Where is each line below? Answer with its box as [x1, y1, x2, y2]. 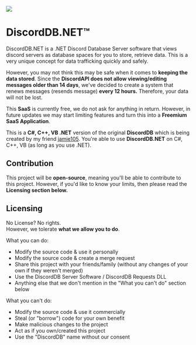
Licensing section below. [6, 187, 68, 194]
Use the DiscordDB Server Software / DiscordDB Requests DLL [14, 273, 167, 280]
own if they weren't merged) [14, 267, 84, 274]
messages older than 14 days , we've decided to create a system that [6, 81, 174, 88]
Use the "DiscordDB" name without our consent [14, 333, 130, 340]
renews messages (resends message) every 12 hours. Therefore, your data [6, 87, 189, 94]
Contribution [6, 158, 54, 168]
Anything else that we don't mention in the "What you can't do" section [14, 279, 186, 286]
